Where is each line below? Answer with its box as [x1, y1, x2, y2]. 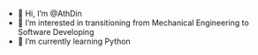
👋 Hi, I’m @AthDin [17, 9, 82, 18]
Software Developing [17, 27, 95, 37]
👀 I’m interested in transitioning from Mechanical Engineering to [17, 17, 249, 28]
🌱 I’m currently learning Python [17, 36, 131, 46]
